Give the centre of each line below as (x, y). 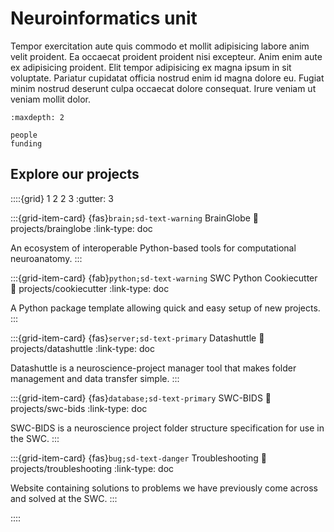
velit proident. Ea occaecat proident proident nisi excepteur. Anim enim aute (166, 56)
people (24, 135)
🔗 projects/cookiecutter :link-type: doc (90, 288)
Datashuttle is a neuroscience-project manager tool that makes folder (153, 368)
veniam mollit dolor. (51, 99)
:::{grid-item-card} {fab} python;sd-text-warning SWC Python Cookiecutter (164, 278)
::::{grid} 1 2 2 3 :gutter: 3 (62, 198)
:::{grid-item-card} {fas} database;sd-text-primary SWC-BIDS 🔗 (141, 398)
